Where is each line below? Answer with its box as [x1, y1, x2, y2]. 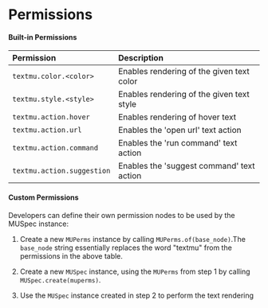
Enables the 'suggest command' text [118, 161, 255, 172]
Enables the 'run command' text [118, 138, 238, 149]
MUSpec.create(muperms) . [19, 275, 101, 284]
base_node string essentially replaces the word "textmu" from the [19, 243, 233, 252]
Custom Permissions [8, 193, 79, 202]
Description [118, 53, 164, 64]
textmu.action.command [12, 143, 98, 153]
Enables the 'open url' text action [118, 125, 242, 136]
